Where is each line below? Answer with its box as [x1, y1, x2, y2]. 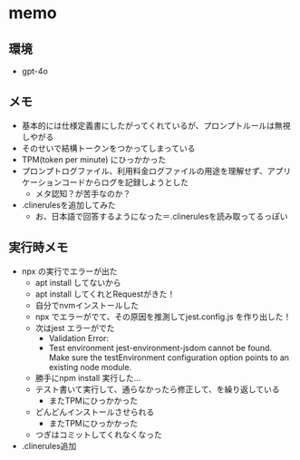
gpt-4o [21, 66, 49, 76]
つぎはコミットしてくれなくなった [34, 429, 162, 440]
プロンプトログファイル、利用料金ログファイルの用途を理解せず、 [21, 165, 268, 176]
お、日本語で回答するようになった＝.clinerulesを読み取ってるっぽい [34, 210, 288, 221]
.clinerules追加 [21, 440, 77, 451]
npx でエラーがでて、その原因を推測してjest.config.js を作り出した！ [34, 311, 292, 322]
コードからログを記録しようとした [61, 176, 189, 188]
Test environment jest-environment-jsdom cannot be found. [48, 342, 273, 353]
